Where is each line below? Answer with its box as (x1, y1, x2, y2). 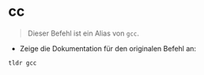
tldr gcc (8, 58, 37, 67)
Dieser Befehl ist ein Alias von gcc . (27, 28, 140, 38)
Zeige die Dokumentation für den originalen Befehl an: (19, 43, 196, 53)
